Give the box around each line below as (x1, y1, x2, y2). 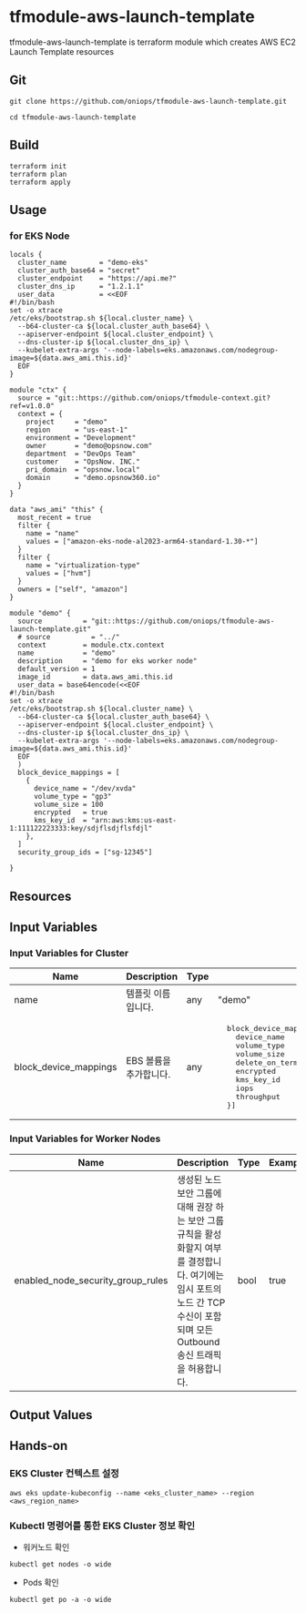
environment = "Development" (25, 434, 137, 443)
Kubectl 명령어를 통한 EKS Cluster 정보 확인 (9, 1519, 196, 1532)
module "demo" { (9, 608, 71, 618)
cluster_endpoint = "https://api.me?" (17, 274, 178, 283)
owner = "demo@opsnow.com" (25, 442, 153, 451)
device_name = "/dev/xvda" (33, 784, 137, 793)
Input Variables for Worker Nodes (9, 1132, 161, 1145)
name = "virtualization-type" (25, 561, 141, 570)
